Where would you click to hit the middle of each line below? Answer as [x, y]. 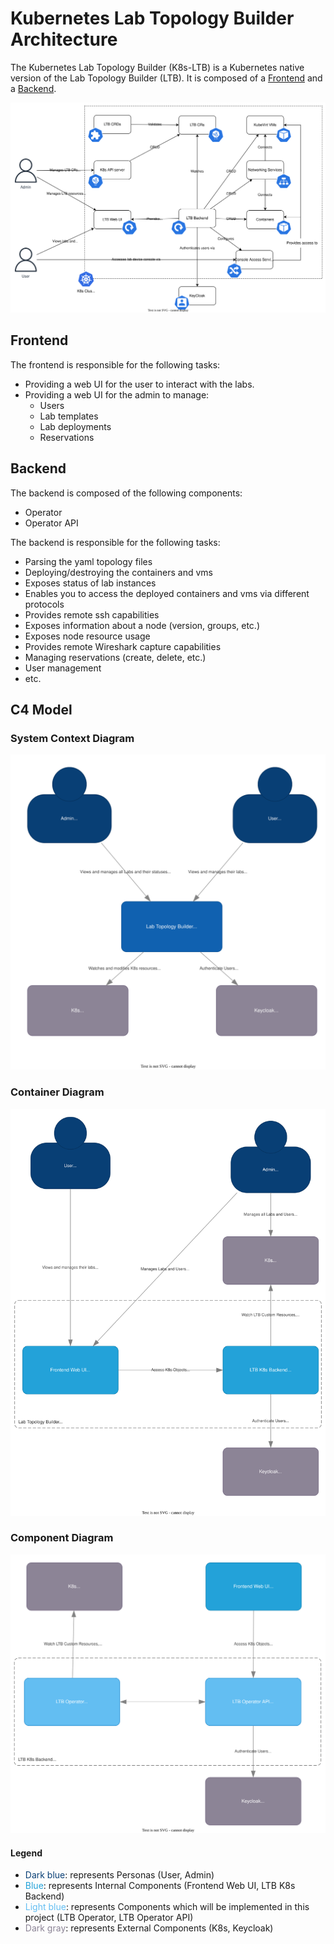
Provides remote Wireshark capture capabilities [123, 646]
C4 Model [41, 710]
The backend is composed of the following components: [126, 493]
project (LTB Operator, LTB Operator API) [109, 1918]
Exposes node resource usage [87, 636]
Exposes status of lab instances [90, 583]
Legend [26, 1853]
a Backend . [33, 88]
